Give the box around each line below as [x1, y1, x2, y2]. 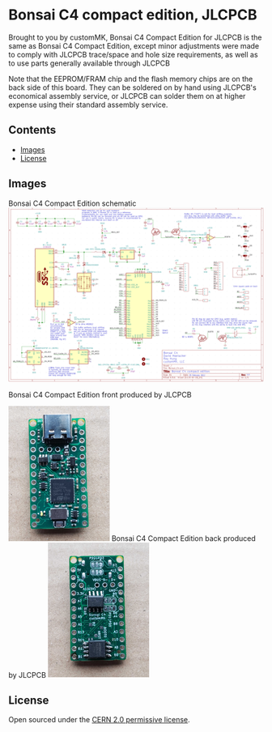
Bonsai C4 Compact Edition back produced [111, 533, 257, 543]
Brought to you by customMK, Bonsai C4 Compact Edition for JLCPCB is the [8, 32, 262, 42]
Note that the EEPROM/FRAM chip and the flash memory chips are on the [8, 74, 253, 83]
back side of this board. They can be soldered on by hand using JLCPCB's [8, 83, 257, 92]
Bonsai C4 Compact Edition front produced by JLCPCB [8, 390, 192, 400]
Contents [8, 123, 57, 137]
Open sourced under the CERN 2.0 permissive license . [8, 715, 190, 725]
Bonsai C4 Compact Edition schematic [8, 198, 137, 208]
